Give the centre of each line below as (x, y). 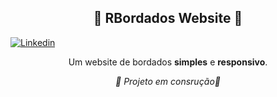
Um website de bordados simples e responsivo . (168, 62)
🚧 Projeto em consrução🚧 (168, 81)
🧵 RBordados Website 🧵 (168, 18)
